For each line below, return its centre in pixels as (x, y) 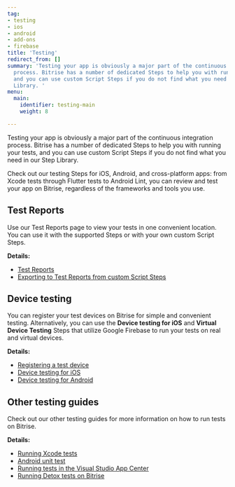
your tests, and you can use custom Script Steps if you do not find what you (116, 152)
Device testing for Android (55, 380)
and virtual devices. (36, 338)
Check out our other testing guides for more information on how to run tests (116, 419)
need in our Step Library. (43, 160)
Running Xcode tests (47, 453)
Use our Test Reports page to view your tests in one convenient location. (112, 227)
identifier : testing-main (58, 105)
